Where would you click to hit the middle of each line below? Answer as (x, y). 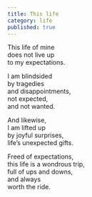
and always (24, 179)
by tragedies (26, 84)
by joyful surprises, (36, 135)
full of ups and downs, (40, 172)
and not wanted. (31, 107)
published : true (31, 27)
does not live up (31, 55)
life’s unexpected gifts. (40, 143)
